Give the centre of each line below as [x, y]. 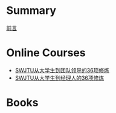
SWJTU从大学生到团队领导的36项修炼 [62, 70]
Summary [31, 11]
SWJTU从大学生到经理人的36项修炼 [60, 78]
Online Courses [46, 53]
